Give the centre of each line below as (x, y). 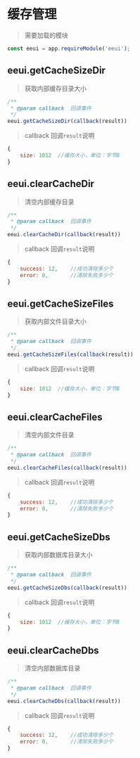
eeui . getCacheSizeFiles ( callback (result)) (70, 354)
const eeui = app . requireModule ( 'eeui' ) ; (69, 49)
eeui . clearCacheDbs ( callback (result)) (64, 701)
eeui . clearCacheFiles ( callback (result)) (68, 468)
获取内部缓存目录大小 (55, 88)
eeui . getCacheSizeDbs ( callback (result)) (68, 588)
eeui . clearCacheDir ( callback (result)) (64, 235)
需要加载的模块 (46, 35)
